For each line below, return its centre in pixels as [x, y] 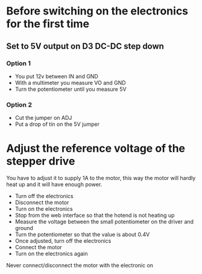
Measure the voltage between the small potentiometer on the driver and [104, 222]
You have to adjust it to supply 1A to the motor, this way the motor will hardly [101, 178]
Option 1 [19, 63]
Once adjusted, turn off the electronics [63, 241]
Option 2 [19, 105]
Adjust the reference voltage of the [96, 148]
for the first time [48, 24]
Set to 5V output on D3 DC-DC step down [85, 46]
